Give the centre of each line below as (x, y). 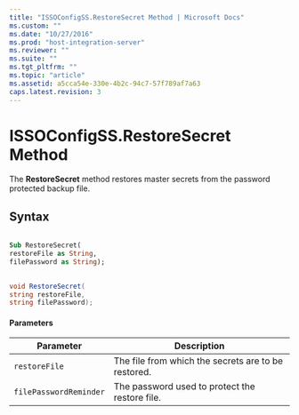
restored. (133, 372)
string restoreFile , (48, 294)
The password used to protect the (184, 387)
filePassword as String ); (57, 262)
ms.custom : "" (36, 26)
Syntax (29, 216)
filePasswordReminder (59, 392)
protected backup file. (50, 188)
